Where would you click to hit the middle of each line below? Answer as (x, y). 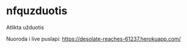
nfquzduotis (37, 11)
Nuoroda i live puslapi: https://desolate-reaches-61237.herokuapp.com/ (93, 39)
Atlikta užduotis (25, 27)
